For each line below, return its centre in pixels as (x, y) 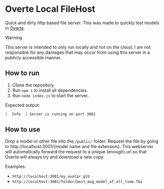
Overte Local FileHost (50, 9)
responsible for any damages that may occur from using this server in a (78, 52)
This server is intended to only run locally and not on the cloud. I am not (78, 47)
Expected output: (23, 105)
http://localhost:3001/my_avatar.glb (51, 177)
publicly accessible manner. (33, 57)
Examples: (16, 167)
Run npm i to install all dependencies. (50, 90)
